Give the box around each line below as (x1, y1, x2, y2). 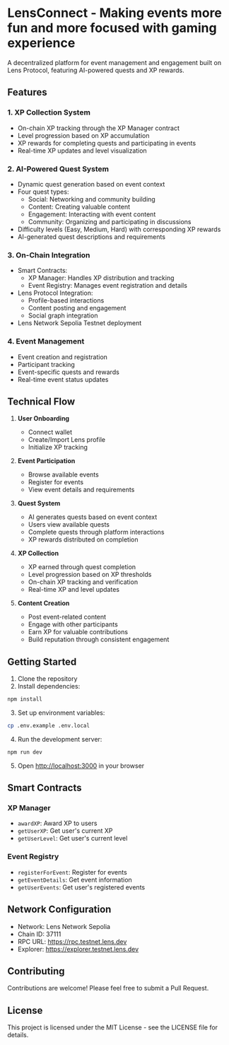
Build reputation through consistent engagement (28, 635, 170, 644)
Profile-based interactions (28, 296, 105, 305)
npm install (7, 696, 42, 703)
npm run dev (7, 748, 42, 756)
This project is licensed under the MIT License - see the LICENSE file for (7, 1023, 218, 1032)
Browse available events (28, 470, 99, 479)
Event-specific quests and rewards (17, 368, 120, 376)
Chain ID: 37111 (17, 930, 61, 938)
